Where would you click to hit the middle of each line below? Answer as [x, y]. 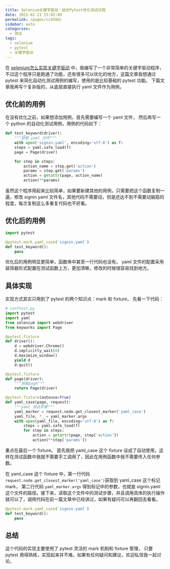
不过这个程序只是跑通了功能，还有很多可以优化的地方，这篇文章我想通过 [80, 74]
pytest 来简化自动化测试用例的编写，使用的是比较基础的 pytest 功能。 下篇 [83, 80]
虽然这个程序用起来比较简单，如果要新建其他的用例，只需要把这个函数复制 [83, 191]
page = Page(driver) [36, 152]
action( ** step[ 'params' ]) [59, 440]
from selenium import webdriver [39, 323]
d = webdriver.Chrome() [39, 346]
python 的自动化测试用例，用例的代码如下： [56, 124]
